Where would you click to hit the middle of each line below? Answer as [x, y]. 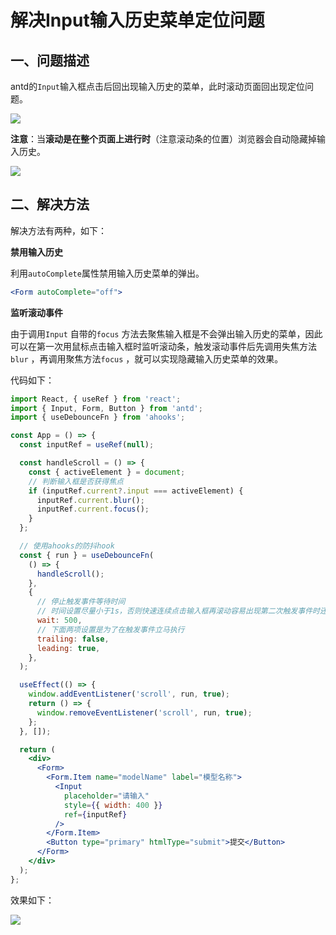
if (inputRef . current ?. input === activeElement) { [136, 491]
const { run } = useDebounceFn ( [87, 555]
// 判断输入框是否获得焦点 [76, 481]
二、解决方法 [50, 204]
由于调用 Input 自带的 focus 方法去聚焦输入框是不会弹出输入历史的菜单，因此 [166, 333]
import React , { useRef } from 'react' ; [96, 399]
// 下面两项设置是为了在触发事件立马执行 [110, 629]
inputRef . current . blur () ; [90, 500]
